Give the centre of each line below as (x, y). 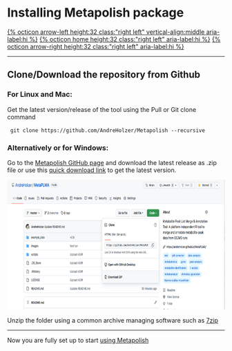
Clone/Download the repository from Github (104, 75)
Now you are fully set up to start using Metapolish (78, 340)
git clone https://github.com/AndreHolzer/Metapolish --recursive (108, 130)
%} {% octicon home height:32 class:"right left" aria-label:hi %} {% (125, 39)
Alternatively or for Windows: (58, 148)
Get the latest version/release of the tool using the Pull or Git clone (102, 109)
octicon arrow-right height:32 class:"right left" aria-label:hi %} (96, 46)
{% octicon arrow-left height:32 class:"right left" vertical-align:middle (106, 32)
